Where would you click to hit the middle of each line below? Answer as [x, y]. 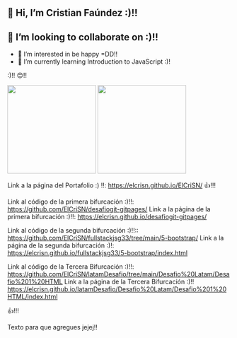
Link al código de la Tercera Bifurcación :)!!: [71, 267]
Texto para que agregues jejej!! [52, 327]
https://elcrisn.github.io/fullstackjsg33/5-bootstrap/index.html [98, 253]
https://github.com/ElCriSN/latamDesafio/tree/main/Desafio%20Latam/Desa [118, 274]
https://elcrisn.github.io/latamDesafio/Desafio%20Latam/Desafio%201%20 [117, 289]
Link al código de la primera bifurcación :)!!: [71, 202]
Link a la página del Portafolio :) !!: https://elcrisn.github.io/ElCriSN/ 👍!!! [112, 185]
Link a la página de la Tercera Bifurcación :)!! [129, 282]
